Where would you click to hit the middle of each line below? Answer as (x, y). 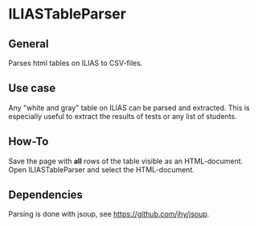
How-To (29, 142)
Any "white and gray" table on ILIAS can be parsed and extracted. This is (129, 107)
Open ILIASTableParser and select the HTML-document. (101, 169)
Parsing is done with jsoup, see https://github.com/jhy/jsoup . (109, 214)
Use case (32, 88)
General (29, 44)
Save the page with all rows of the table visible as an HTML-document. (126, 161)
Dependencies (45, 195)
